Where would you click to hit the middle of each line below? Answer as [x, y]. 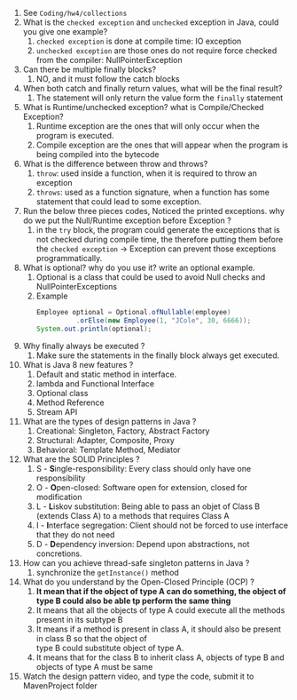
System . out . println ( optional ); [94, 329]
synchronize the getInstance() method [108, 572]
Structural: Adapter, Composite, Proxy [106, 440]
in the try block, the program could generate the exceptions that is [158, 230]
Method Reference [70, 402]
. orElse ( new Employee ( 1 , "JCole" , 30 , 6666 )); [164, 320]
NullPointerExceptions [77, 286]
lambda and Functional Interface [95, 383]
